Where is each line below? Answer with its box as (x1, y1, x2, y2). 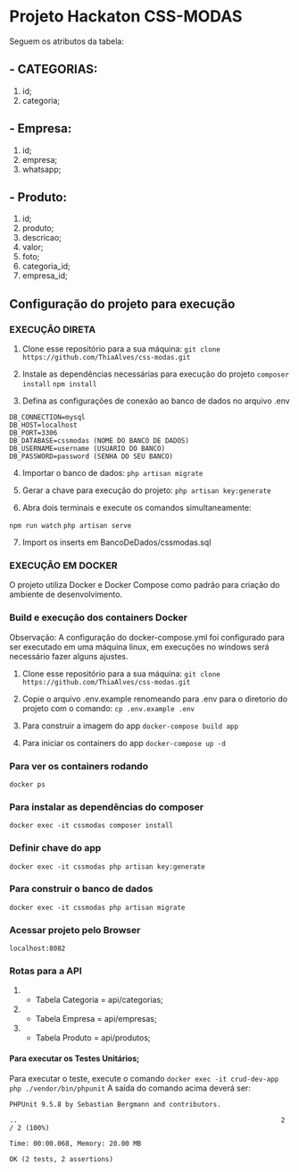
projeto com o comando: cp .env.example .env (21, 702, 195, 713)
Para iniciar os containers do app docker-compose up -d (21, 737, 226, 748)
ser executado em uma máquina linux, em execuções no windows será (9, 641, 270, 652)
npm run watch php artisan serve (9, 522, 132, 531)
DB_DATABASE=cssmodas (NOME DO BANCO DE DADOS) (9, 437, 190, 446)
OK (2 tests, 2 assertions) (9, 1154, 114, 1164)
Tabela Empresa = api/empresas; (35, 1014, 158, 1024)
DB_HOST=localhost (9, 420, 78, 430)
